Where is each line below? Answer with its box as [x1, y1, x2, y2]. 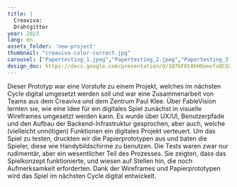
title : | [7, 10, 33, 18]
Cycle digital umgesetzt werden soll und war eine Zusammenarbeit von [7, 89, 214, 98]
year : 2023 [7, 30, 39, 37]
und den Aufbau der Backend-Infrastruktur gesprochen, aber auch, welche [7, 119, 226, 127]
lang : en [7, 37, 33, 44]
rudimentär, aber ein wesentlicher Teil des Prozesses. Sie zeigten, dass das [7, 149, 226, 157]
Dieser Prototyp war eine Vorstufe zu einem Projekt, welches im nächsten [7, 82, 221, 90]
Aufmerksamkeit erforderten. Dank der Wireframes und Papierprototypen [7, 164, 221, 172]
